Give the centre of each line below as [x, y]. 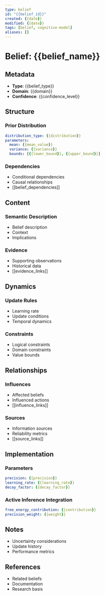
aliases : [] [17, 32]
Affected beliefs [28, 395]
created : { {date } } [23, 19]
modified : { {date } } [25, 23]
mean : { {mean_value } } [31, 145]
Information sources [32, 428]
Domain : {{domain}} [32, 91]
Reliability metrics [30, 434]
